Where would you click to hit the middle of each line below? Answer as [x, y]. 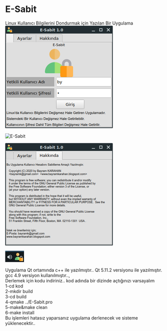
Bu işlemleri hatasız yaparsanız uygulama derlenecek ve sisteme [72, 318]
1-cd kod [14, 286]
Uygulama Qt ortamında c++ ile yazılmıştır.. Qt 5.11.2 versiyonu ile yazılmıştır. [84, 270]
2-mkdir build [19, 291]
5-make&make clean [26, 307]
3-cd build [16, 296]
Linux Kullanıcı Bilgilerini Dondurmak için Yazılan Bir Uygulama [69, 23]
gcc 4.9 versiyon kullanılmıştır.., [37, 275]
